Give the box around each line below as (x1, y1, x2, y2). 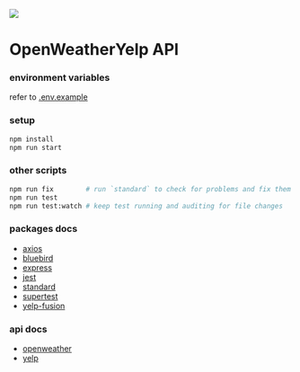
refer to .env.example (9, 92, 88, 102)
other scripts (9, 164, 67, 177)
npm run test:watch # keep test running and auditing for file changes (9, 201, 283, 210)
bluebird (22, 252, 54, 263)
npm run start (9, 143, 63, 152)
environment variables (9, 72, 110, 84)
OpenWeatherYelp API (9, 40, 180, 60)
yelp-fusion (22, 300, 66, 311)
